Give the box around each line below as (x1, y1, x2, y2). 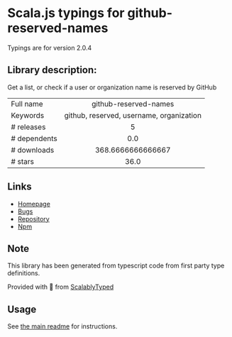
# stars (11, 156, 34, 166)
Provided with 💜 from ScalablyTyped (7, 282, 114, 292)
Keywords (11, 110, 45, 120)
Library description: (7, 64, 97, 76)
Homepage (17, 199, 51, 208)
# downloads (11, 145, 55, 155)
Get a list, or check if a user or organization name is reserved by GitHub (7, 83, 217, 92)
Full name (11, 99, 44, 109)
